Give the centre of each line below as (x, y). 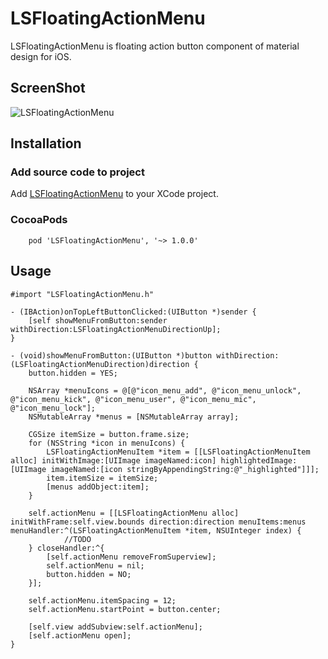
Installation (46, 143)
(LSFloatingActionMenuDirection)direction (100, 364)
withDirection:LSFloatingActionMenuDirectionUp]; (116, 329)
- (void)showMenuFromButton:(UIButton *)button (111, 355)
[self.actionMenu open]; (80, 635)
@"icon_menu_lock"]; (53, 408)
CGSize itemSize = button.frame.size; (109, 434)
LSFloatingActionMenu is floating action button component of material (155, 46)
